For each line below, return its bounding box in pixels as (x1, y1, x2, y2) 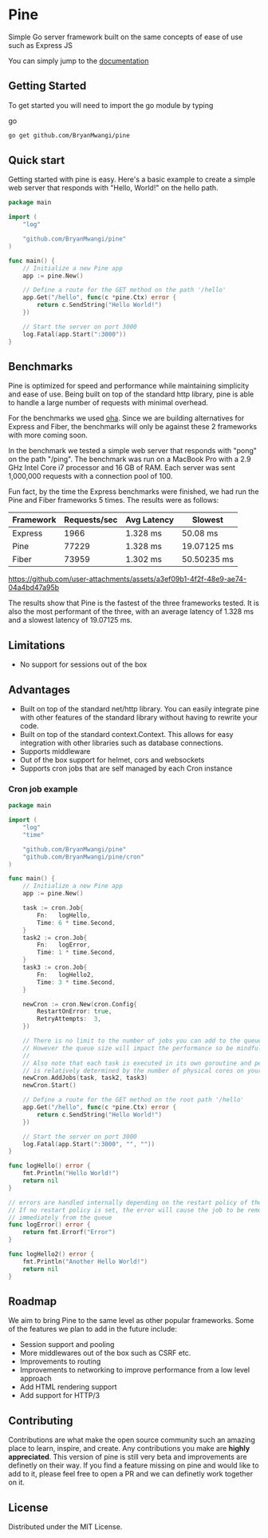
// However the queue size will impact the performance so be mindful (22, 1044, 262, 1052)
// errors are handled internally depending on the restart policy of (8, 1198, 248, 1206)
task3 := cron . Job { (22, 963, 88, 972)
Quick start (8, 153, 65, 167)
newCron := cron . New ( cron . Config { (22, 1000, 137, 1008)
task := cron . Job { (22, 904, 84, 912)
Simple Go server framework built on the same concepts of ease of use (8, 32, 243, 42)
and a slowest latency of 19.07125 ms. (8, 616, 133, 625)
